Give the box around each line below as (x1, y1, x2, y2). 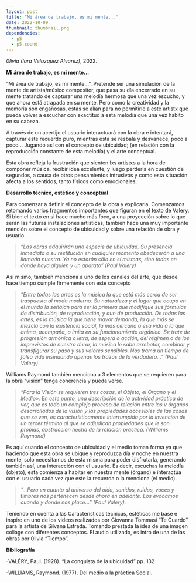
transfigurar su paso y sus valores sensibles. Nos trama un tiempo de (20, 347, 189, 354)
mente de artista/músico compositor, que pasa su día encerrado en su (6, 86, 176, 93)
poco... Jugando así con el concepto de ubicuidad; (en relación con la (6, 142, 174, 149)
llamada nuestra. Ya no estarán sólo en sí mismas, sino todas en (20, 255, 177, 263)
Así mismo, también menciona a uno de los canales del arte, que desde (6, 273, 178, 280)
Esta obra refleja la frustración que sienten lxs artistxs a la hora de (6, 159, 166, 166)
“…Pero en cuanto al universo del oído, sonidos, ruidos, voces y (20, 486, 174, 493)
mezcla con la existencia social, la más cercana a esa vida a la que (20, 322, 184, 329)
